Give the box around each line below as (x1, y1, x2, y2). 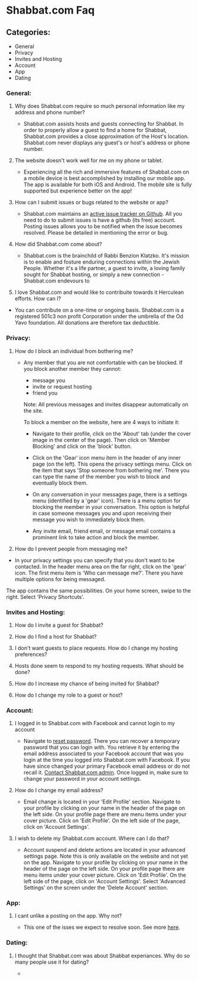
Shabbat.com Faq (6, 4, 95, 17)
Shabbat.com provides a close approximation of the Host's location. (23, 133, 189, 140)
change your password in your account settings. (23, 775, 142, 783)
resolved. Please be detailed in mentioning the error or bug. (23, 229, 169, 236)
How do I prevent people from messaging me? (14, 545, 128, 552)
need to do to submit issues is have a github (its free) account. (23, 217, 176, 224)
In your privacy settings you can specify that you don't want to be (14, 556, 176, 563)
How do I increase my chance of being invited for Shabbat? (14, 679, 160, 687)
